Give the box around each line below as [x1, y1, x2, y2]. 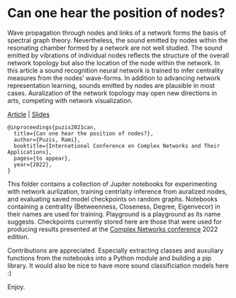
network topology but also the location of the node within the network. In [7, 58, 220, 67]
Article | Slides [7, 110, 50, 118]
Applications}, [7, 148, 52, 155]
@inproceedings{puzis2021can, [7, 123, 97, 131]
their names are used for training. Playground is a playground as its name [7, 209, 221, 218]
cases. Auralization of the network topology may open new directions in [7, 89, 218, 97]
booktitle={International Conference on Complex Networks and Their [13, 142, 220, 150]
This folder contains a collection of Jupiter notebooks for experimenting [7, 180, 218, 188]
